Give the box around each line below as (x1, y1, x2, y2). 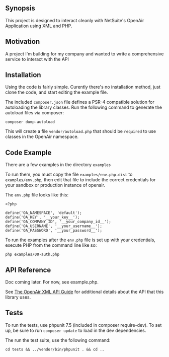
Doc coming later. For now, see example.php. (5, 279, 99, 285)
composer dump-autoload (5, 119, 55, 125)
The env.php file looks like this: (5, 192, 69, 198)
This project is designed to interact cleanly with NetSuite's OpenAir (5, 17, 144, 23)
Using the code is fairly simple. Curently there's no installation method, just (5, 84, 161, 90)
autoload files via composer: (5, 110, 64, 116)
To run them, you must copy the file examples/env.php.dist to (5, 171, 133, 178)
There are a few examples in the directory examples (5, 162, 111, 168)
